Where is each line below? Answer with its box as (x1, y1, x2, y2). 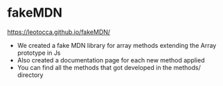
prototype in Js (17, 49, 61, 57)
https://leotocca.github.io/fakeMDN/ (7, 28, 111, 36)
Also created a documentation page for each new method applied (17, 55, 205, 64)
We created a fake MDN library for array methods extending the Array (17, 41, 217, 49)
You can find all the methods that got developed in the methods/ (17, 63, 201, 71)
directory (17, 71, 44, 79)
